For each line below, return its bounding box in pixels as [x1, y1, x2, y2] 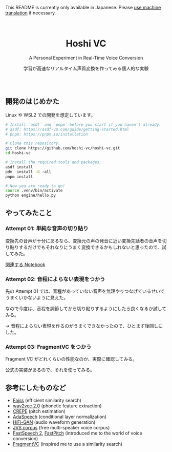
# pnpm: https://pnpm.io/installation [5, 131, 88, 137]
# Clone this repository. [5, 141, 60, 146]
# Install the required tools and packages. [5, 160, 102, 165]
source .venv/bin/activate [5, 188, 63, 193]
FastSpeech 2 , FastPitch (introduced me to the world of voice [12, 430, 142, 436]
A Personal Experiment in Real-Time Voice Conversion [29, 54, 143, 61]
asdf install [5, 164, 33, 169]
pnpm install [5, 174, 33, 179]
